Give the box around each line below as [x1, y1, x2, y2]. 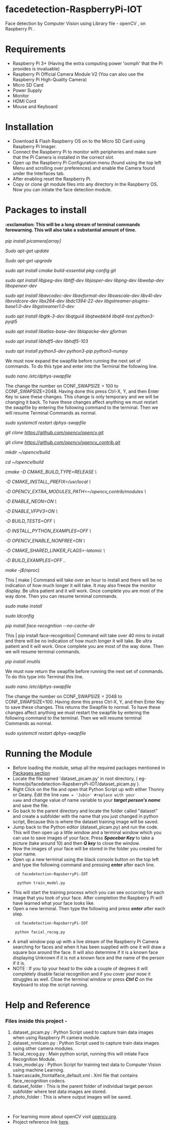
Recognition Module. [12, 1056, 56, 1062]
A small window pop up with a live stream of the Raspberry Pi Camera [12, 939, 159, 945]
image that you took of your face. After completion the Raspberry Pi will [12, 895, 162, 901]
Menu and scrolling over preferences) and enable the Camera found [12, 165, 155, 171]
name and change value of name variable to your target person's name [12, 797, 161, 803]
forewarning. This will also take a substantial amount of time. [5, 227, 137, 233]
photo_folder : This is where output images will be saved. [12, 1093, 132, 1100]
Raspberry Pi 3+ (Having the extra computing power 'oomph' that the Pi [12, 60, 163, 66]
